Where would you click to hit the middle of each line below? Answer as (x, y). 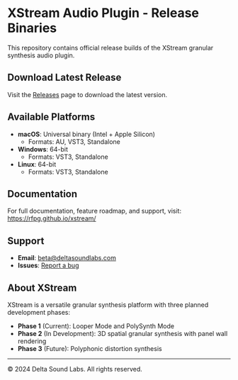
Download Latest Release (64, 78)
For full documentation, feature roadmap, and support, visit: (95, 211)
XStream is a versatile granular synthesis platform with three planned (108, 305)
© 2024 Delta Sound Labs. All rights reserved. (75, 369)
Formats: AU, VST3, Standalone (74, 141)
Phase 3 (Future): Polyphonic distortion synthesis (90, 348)
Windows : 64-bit (43, 149)
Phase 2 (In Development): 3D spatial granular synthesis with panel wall (123, 334)
